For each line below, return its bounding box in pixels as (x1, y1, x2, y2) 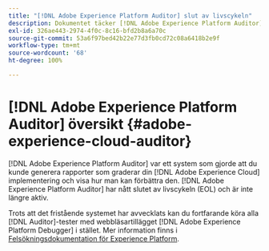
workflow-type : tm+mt (8, 42, 81, 50)
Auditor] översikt (8, 115, 124, 133)
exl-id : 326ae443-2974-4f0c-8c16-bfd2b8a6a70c (8, 26, 167, 34)
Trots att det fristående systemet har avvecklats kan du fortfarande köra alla (8, 208, 259, 217)
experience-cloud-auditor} (8, 132, 192, 151)
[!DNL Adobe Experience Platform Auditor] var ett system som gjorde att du (8, 158, 258, 168)
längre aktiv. (8, 192, 50, 202)
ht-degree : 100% (8, 57, 62, 65)
